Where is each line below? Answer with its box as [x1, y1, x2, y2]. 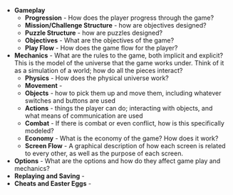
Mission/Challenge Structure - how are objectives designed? [24, 21, 207, 29]
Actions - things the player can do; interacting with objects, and [24, 104, 213, 112]
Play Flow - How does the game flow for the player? [24, 44, 178, 52]
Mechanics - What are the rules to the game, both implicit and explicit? [14, 51, 223, 60]
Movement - [24, 82, 63, 89]
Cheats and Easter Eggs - [14, 179, 91, 187]
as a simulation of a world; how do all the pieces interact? [14, 67, 183, 74]
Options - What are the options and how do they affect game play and [14, 157, 221, 165]
